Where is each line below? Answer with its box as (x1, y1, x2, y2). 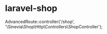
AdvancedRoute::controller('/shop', (5, 19, 75, 24)
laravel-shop (5, 3, 58, 14)
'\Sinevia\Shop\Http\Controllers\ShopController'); (5, 23, 103, 29)
